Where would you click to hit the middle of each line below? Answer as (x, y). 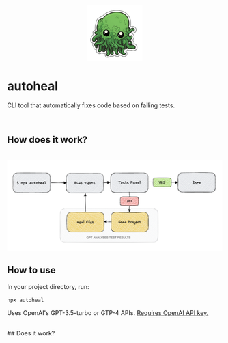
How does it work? (47, 140)
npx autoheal (26, 300)
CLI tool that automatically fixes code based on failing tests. (91, 105)
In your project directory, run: (48, 286)
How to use (31, 270)
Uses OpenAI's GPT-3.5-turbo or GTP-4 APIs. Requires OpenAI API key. (108, 312)
